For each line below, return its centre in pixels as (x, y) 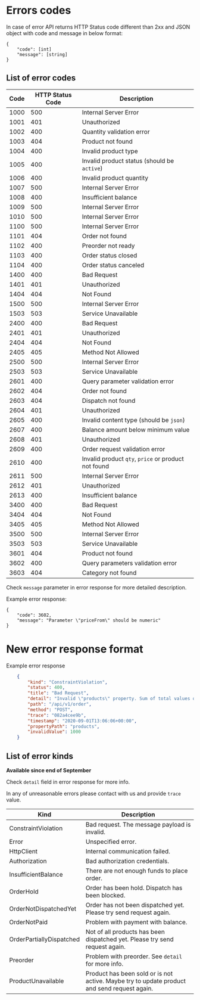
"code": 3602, (34, 615)
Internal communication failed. (128, 851)
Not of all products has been (125, 932)
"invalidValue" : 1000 (54, 732)
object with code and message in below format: (65, 33)
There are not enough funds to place (137, 871)
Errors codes (39, 10)
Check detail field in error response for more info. (68, 782)
